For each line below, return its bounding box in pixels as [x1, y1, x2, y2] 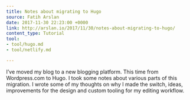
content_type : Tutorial [6, 31, 65, 36]
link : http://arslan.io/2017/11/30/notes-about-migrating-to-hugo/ [6, 25, 176, 31]
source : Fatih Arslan [6, 14, 60, 20]
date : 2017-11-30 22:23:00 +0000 [6, 19, 89, 25]
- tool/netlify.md [6, 47, 51, 53]
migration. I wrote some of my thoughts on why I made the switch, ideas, [6, 81, 183, 88]
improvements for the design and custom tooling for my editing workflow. [6, 86, 185, 94]
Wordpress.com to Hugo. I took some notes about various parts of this [6, 74, 178, 81]
